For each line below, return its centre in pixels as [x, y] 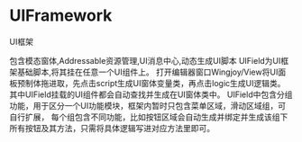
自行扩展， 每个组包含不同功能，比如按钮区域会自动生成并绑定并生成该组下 [149, 117]
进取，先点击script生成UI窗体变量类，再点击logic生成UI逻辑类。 [167, 83]
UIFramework [61, 16]
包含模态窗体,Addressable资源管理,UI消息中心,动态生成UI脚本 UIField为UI [145, 60]
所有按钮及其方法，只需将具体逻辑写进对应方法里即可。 [112, 128]
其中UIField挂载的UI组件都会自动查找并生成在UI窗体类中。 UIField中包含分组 [151, 94]
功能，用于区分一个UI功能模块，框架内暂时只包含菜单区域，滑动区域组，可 [148, 105]
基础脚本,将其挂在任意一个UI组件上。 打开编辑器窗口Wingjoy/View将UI [147, 72]
